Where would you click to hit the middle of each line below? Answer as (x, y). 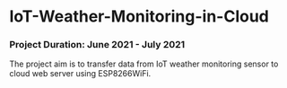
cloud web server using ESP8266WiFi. (80, 74)
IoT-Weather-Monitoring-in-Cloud (139, 17)
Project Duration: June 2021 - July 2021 (97, 45)
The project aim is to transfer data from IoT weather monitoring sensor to (144, 64)
